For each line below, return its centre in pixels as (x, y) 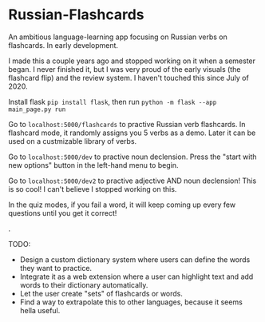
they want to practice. (56, 268)
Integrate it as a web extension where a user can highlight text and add (136, 276)
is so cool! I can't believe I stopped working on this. (93, 189)
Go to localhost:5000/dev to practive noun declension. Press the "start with (132, 157)
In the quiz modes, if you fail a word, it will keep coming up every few (122, 205)
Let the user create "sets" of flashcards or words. (101, 293)
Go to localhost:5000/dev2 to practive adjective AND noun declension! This (132, 181)
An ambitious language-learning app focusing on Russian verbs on (118, 37)
